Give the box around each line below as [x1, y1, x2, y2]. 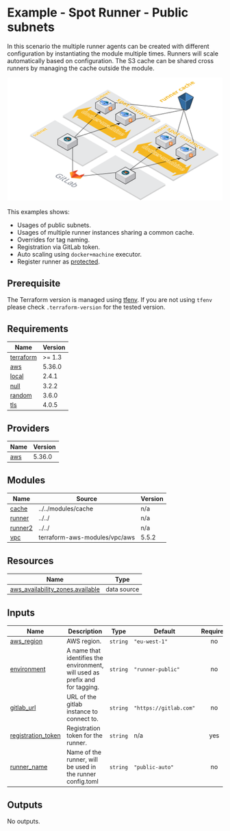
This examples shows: [7, 208, 70, 216]
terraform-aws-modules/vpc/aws [38, 533, 136, 541]
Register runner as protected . [16, 257, 101, 266]
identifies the [66, 654, 104, 662]
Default [153, 627, 176, 635]
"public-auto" [133, 764, 175, 771]
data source [105, 585, 140, 593]
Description [68, 627, 103, 635]
